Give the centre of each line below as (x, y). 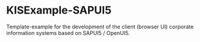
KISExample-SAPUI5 (59, 10)
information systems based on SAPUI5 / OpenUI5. (68, 33)
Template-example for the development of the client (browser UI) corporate (100, 27)
